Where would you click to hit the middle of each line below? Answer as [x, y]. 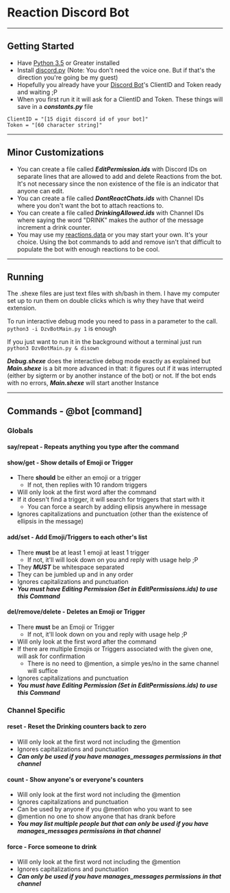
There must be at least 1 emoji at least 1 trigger [83, 552]
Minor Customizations [55, 152]
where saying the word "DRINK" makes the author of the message [110, 220]
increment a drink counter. [54, 227]
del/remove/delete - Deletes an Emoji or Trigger [76, 612]
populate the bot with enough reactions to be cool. [88, 249]
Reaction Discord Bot [68, 13]
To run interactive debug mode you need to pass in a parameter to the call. [112, 321]
